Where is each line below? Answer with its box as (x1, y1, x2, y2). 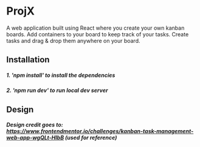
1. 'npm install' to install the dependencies (6, 71, 116, 79)
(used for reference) (64, 134, 117, 142)
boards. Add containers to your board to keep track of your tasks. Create (6, 30, 189, 38)
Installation (6, 54, 50, 65)
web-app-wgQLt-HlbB (6, 134, 64, 142)
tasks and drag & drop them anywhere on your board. (6, 37, 140, 44)
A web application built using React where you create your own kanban (6, 24, 185, 31)
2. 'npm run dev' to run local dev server (6, 87, 108, 94)
